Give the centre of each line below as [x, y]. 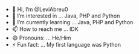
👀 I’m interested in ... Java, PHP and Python [66, 16]
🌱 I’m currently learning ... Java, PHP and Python [73, 22]
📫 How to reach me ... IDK [45, 29]
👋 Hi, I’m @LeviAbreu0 [40, 9]
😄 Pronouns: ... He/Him [41, 38]
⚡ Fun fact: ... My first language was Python [66, 45]
